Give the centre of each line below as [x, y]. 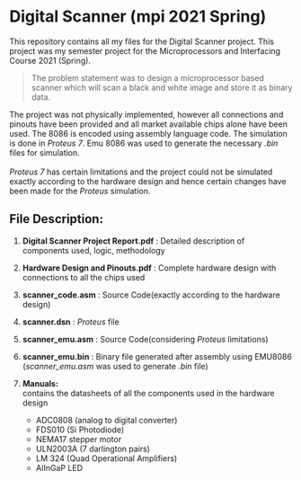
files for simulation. [45, 152]
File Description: [56, 219]
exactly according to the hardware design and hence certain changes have [148, 181]
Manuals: [40, 383]
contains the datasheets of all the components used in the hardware [148, 393]
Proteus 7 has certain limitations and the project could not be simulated [141, 172]
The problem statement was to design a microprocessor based [148, 77]
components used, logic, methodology [93, 250]
